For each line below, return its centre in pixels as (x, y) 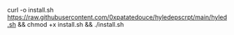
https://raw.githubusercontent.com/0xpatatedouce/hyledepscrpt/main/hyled (117, 17)
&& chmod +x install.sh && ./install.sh (71, 24)
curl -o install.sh (30, 10)
